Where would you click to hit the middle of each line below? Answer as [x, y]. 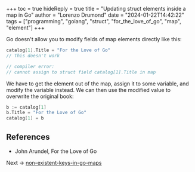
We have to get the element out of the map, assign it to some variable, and [97, 84]
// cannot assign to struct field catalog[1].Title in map [81, 72]
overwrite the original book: [40, 96]
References [28, 137]
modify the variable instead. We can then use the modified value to [89, 90]
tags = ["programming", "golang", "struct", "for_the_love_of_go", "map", [94, 21]
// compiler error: [30, 66]
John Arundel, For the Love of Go [56, 151]
